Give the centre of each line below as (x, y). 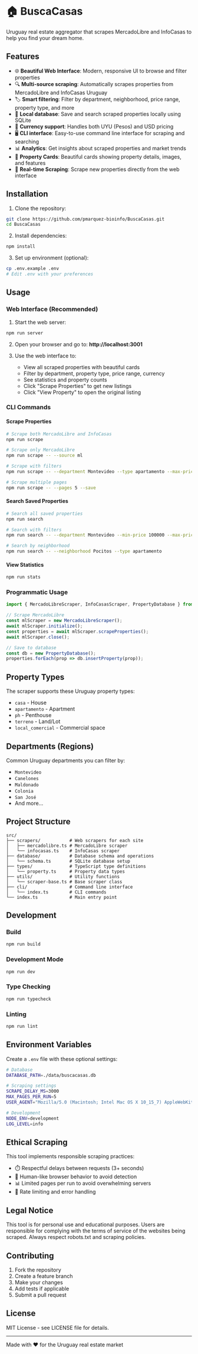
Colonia (24, 791)
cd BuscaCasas (24, 225)
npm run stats (24, 577)
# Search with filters (34, 530)
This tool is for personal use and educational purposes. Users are (85, 1225)
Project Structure (38, 822)
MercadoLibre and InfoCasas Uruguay (61, 93)
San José (25, 797)
